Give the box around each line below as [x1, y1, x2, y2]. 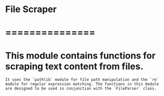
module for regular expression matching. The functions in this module [5, 82, 159, 87]
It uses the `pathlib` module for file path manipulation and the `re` [5, 77, 159, 82]
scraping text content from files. [5, 61, 144, 72]
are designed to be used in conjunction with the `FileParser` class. [5, 86, 157, 91]
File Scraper [5, 4, 57, 15]
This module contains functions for [5, 50, 156, 61]
